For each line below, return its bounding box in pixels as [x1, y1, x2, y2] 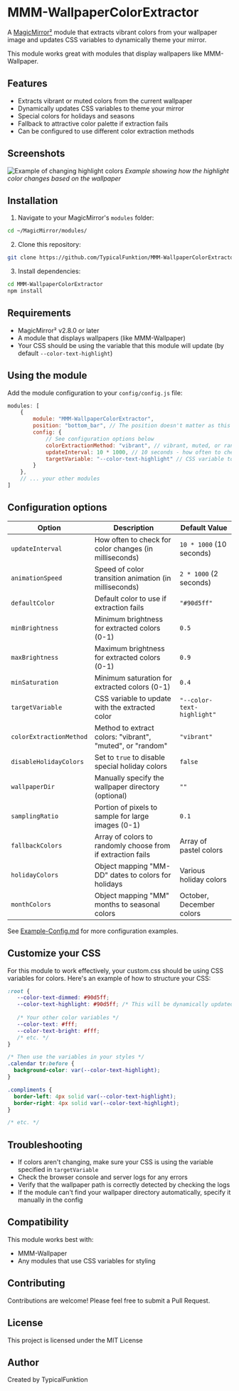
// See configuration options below [45, 435, 154, 442]
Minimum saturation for [94, 673, 172, 683]
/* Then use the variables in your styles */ [7, 1054, 144, 1061]
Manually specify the [94, 773, 165, 783]
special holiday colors [94, 761, 167, 771]
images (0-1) [94, 820, 141, 830]
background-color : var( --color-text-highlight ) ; [14, 1067, 161, 1074]
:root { [7, 987, 31, 995]
